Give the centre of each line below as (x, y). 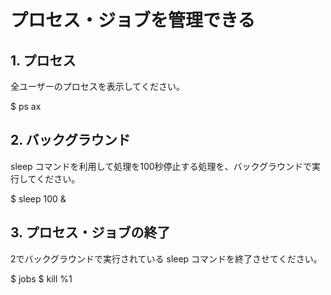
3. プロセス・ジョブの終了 (90, 232)
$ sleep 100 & (38, 198)
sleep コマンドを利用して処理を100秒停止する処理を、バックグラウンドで (161, 166)
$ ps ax (26, 106)
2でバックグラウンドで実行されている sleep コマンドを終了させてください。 (166, 258)
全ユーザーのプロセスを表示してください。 (97, 86)
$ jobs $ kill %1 (41, 278)
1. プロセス (43, 60)
